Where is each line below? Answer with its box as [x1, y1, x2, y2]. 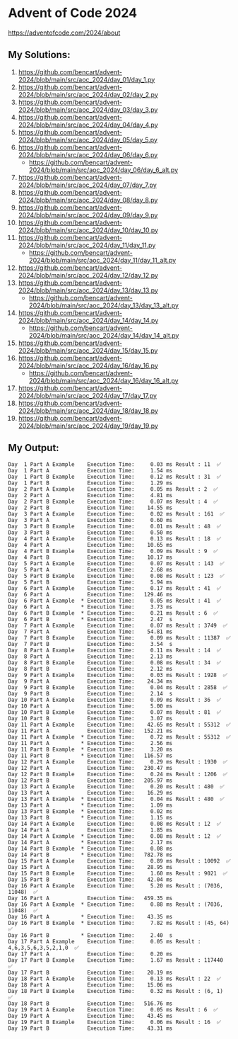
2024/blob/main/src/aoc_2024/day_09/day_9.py [18, 210, 158, 219]
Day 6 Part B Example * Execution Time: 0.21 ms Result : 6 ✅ [8, 609, 218, 617]
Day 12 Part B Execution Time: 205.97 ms [8, 777, 173, 784]
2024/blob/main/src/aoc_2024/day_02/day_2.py [18, 90, 158, 98]
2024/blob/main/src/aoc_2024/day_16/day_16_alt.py [28, 376, 179, 385]
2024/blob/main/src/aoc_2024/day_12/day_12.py [18, 271, 158, 279]
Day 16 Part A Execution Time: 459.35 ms [8, 895, 173, 902]
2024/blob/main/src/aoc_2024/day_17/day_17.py [18, 391, 157, 399]
